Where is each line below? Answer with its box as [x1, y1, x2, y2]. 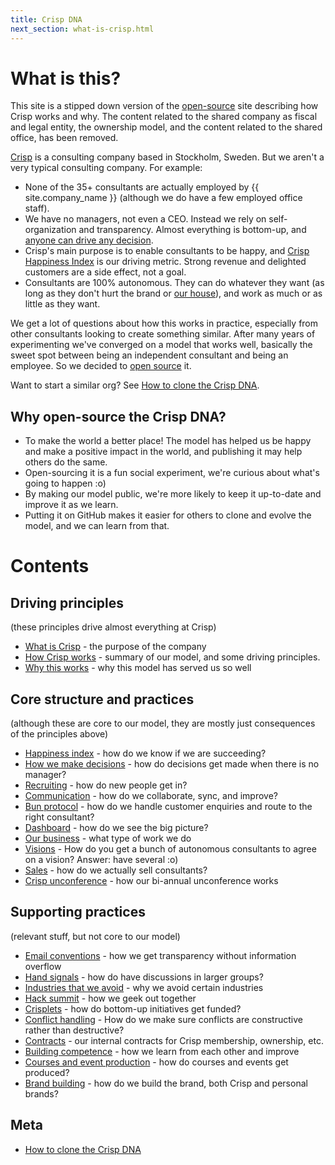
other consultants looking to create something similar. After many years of [10, 328, 316, 340]
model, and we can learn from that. [24, 520, 170, 532]
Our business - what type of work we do [24, 832, 192, 845]
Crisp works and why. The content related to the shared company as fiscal [10, 111, 318, 123]
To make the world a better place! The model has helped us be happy [24, 435, 312, 447]
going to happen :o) [24, 477, 107, 490]
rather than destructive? [24, 1024, 125, 1036]
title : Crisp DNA [10, 14, 83, 25]
